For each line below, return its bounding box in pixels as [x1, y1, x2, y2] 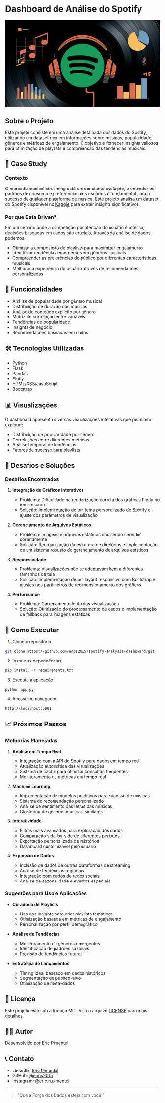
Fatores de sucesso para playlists [12, 447, 80, 453]
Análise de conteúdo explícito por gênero [12, 309, 96, 315]
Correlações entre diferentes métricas [12, 437, 89, 442]
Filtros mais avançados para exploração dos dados [19, 827, 123, 833]
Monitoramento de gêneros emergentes [19, 940, 100, 946]
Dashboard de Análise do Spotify [5, 3, 142, 15]
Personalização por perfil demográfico [19, 921, 98, 927]
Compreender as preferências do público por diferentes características [12, 255, 156, 261]
